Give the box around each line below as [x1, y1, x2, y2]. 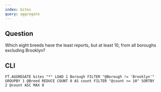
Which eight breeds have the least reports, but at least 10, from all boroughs [5, 42, 156, 48]
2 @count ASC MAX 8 [5, 83, 44, 88]
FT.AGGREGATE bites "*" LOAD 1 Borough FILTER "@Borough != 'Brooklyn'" [5, 75, 155, 79]
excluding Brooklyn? [5, 47, 46, 53]
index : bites [5, 7, 31, 12]
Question [5, 30, 33, 38]
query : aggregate [5, 12, 40, 16]
